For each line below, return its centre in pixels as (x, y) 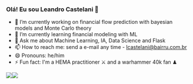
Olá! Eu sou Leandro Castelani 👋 (53, 9)
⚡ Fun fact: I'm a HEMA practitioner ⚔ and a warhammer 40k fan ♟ (96, 62)
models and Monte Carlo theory (53, 28)
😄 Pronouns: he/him (39, 55)
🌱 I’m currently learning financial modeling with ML (76, 34)
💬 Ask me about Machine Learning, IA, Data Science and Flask (90, 41)
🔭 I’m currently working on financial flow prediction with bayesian (94, 22)
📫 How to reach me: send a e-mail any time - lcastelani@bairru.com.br (101, 47)
